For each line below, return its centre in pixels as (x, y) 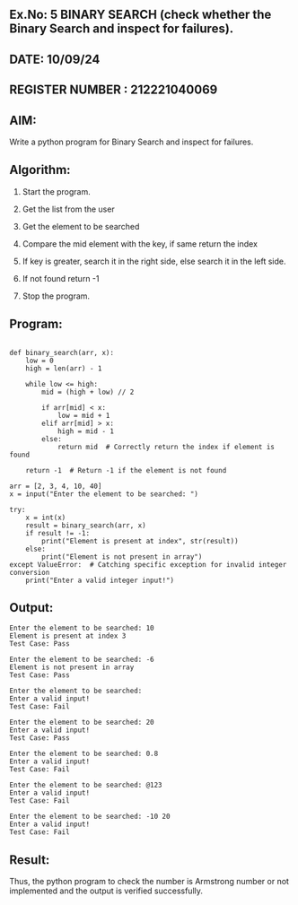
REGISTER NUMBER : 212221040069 (114, 90)
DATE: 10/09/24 (55, 59)
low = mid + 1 (83, 415)
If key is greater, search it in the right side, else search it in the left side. (154, 261)
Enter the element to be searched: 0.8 (84, 754)
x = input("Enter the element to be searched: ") (104, 494)
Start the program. (57, 191)
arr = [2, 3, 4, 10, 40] (56, 486)
